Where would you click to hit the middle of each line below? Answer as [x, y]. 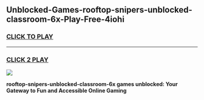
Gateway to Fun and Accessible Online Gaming [66, 90]
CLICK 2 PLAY [27, 59]
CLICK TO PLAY [30, 37]
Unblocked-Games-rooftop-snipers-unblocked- [99, 10]
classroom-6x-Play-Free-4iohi [65, 20]
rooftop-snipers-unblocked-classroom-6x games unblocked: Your [92, 84]
